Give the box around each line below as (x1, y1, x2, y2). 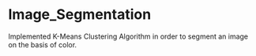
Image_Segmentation (8, 6, 152, 24)
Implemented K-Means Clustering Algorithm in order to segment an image (8, 32, 249, 41)
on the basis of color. (8, 39, 77, 49)
